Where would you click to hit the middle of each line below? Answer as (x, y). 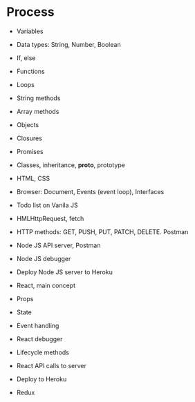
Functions (31, 71)
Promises (30, 151)
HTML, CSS (33, 178)
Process (30, 12)
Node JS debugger (44, 258)
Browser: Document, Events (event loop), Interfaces (90, 191)
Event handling (38, 325)
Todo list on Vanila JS (47, 205)
